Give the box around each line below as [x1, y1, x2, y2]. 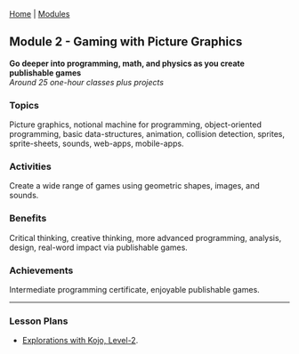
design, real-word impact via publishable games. [9, 242, 189, 253]
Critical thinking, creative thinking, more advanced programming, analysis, [9, 232, 282, 243]
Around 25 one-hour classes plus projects [9, 76, 165, 87]
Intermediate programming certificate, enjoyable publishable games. [9, 285, 260, 294]
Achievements [9, 264, 74, 277]
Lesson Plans [9, 315, 69, 327]
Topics [9, 99, 40, 111]
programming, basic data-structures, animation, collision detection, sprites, [9, 129, 286, 140]
